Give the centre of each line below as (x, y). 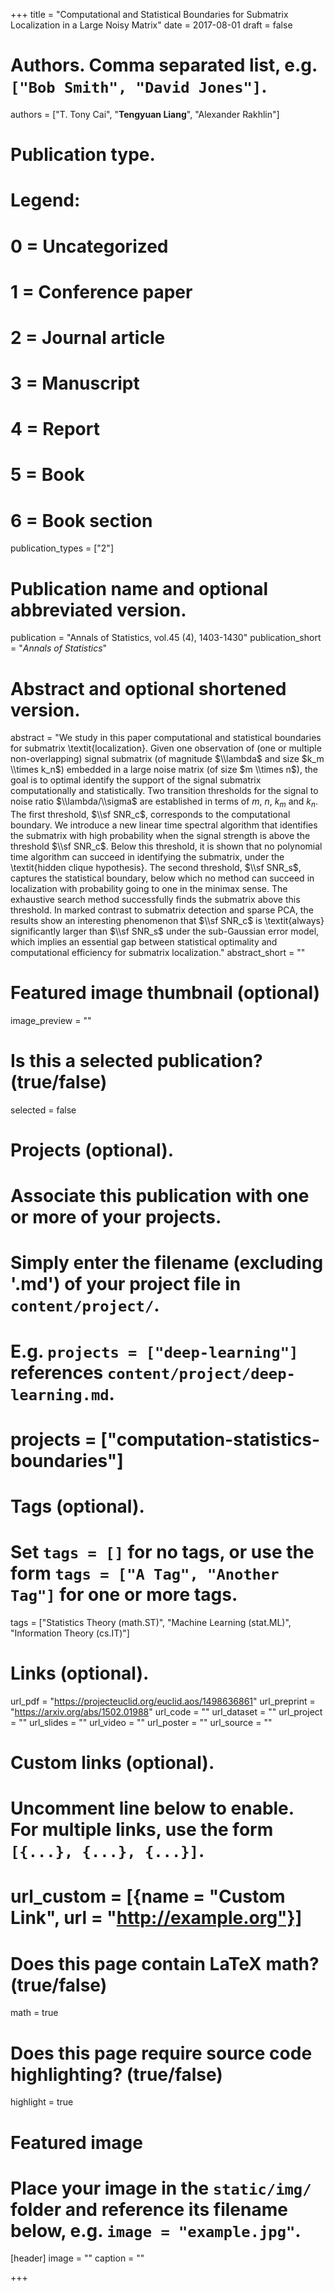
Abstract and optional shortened (148, 688)
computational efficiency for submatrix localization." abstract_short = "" (158, 953)
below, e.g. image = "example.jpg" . (156, 2230)
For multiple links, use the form (142, 1830)
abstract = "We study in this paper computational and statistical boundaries (166, 738)
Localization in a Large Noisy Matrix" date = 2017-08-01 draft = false (151, 25)
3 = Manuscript (75, 383)
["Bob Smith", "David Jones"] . (139, 86)
